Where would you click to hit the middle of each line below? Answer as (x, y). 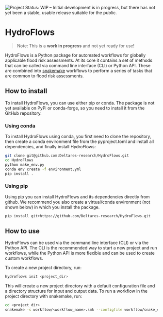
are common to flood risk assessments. (44, 76)
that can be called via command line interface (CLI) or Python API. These (78, 65)
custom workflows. (24, 258)
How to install (26, 91)
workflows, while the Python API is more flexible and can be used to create (80, 253)
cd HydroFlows (19, 160)
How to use (22, 231)
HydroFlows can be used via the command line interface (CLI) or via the (77, 243)
